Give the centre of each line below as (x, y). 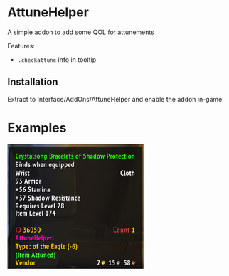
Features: (21, 46)
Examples (37, 128)
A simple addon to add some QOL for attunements (81, 32)
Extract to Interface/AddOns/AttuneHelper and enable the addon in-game (115, 99)
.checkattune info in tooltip (57, 59)
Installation (33, 82)
